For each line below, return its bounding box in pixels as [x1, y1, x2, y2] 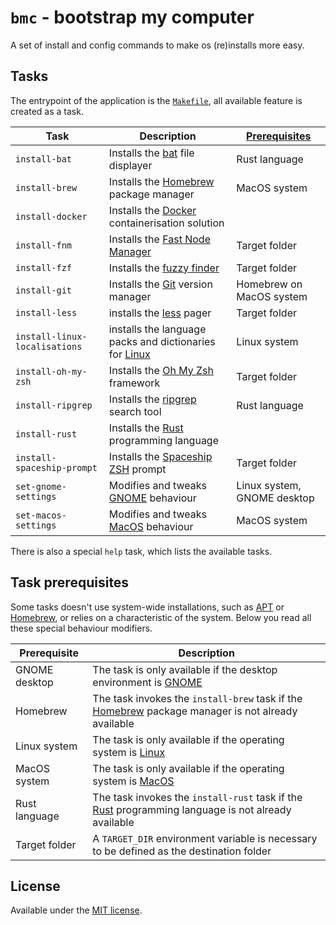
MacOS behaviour [108, 519, 194, 533]
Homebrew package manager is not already [92, 704, 298, 718]
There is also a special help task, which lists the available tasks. [10, 545, 273, 557]
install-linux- [15, 331, 88, 342]
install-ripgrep [15, 399, 93, 411]
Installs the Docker [108, 203, 197, 217]
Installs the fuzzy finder [108, 261, 220, 275]
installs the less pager [108, 306, 212, 320]
